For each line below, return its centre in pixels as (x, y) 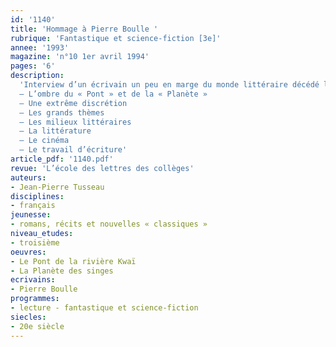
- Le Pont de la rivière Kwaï (73, 261)
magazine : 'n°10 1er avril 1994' (80, 57)
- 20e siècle (37, 326)
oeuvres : (28, 252)
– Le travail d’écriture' (73, 150)
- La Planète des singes (62, 271)
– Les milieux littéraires (75, 122)
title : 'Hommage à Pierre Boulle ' (84, 29)
